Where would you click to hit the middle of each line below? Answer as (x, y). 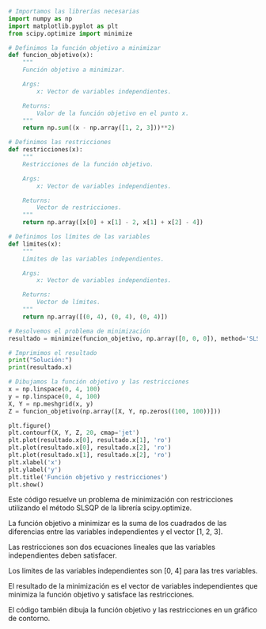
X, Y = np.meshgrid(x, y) (51, 404)
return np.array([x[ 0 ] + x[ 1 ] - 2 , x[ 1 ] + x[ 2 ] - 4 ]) (113, 223)
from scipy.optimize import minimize (70, 33)
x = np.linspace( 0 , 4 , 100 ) (55, 389)
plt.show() (26, 484)
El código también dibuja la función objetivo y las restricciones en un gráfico (133, 610)
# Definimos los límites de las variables (79, 237)
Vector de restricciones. (80, 208)
